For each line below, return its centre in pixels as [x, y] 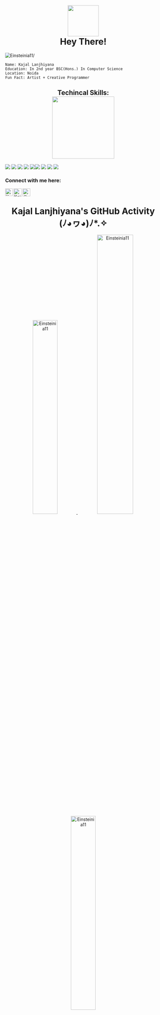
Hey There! [83, 42]
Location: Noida [22, 73]
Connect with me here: [33, 180]
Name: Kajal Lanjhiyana [30, 65]
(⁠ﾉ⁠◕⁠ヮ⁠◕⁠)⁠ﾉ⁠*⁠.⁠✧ [83, 223]
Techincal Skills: [83, 93]
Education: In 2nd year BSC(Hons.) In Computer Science [64, 69]
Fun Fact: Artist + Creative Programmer [48, 78]
